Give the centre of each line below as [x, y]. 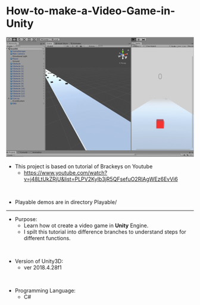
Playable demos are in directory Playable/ [66, 202]
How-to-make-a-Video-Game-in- [91, 11]
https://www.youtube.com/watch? [65, 172]
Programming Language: [45, 290]
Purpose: [26, 219]
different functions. [47, 238]
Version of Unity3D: [39, 261]
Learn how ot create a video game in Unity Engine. [86, 225]
